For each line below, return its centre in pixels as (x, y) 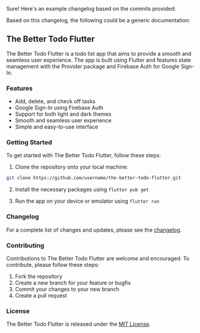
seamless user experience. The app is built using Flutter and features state (98, 60)
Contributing (25, 245)
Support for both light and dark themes (63, 114)
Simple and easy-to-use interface (56, 127)
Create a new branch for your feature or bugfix (73, 283)
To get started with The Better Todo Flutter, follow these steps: (83, 155)
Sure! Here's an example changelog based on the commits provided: (91, 9)
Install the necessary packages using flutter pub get (82, 190)
